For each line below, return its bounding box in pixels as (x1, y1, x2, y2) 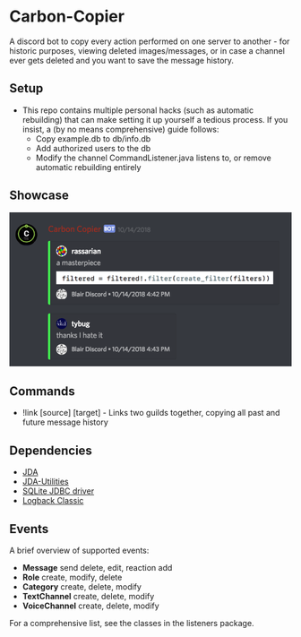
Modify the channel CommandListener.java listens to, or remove (35, 152, 271, 163)
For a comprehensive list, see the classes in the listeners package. (9, 618, 254, 629)
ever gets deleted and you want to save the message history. (9, 55, 235, 65)
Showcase (9, 188, 70, 203)
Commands (9, 383, 76, 399)
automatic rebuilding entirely (35, 161, 142, 172)
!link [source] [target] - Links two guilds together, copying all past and (21, 408, 280, 418)
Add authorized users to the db (35, 142, 151, 153)
